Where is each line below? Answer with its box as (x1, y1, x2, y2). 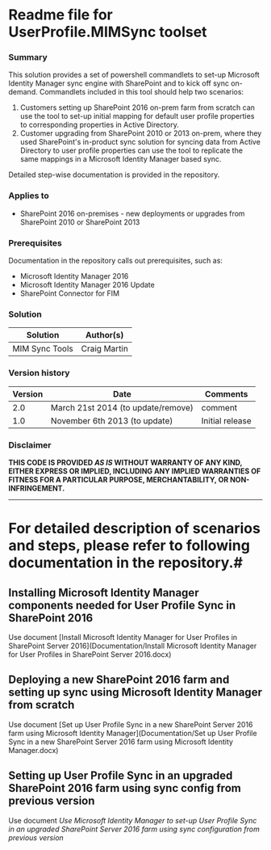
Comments (204, 388, 248, 399)
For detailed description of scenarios (8, 520, 261, 538)
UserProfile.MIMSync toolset (8, 23, 207, 41)
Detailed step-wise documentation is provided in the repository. (8, 170, 220, 179)
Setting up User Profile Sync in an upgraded (8, 769, 233, 783)
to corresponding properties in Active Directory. (19, 120, 179, 130)
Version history (8, 368, 70, 379)
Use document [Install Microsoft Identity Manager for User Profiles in (8, 632, 238, 642)
